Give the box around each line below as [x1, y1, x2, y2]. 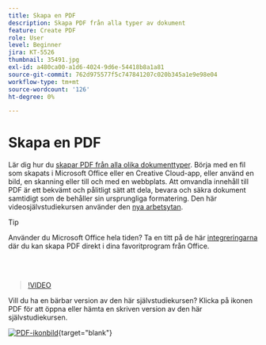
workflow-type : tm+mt [8, 78, 80, 86]
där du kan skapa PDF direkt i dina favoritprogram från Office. [8, 241, 210, 251]
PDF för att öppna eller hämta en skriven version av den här [8, 305, 203, 314]
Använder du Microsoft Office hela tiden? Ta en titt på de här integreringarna [8, 233, 258, 243]
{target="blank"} [58, 328, 113, 338]
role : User [8, 33, 44, 42]
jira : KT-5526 [8, 48, 55, 56]
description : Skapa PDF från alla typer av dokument [8, 19, 186, 27]
